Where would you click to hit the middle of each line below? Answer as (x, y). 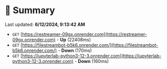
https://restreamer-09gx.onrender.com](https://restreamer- (85, 34)
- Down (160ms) (92, 61)
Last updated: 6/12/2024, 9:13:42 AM (45, 24)
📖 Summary (30, 10)
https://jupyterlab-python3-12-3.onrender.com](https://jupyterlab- (92, 56)
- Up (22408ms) (74, 40)
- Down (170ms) (75, 50)
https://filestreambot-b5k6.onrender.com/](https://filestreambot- (90, 45)
